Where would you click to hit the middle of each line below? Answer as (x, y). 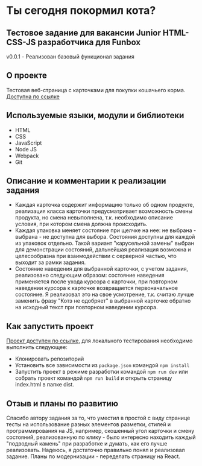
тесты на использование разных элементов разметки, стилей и (89, 424)
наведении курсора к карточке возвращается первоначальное (96, 288)
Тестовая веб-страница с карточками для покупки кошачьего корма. (96, 90)
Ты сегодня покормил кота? (81, 11)
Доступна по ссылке (33, 96)
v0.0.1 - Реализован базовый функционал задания (70, 57)
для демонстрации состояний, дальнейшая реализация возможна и (103, 250)
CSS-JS (21, 42)
